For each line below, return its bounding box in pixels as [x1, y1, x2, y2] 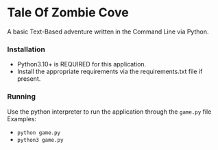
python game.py [16, 129, 61, 136]
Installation [7, 45, 46, 54]
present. [16, 75, 41, 83]
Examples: [7, 114, 36, 123]
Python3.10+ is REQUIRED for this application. [16, 60, 147, 68]
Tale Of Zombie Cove [7, 5, 129, 21]
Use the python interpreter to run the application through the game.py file [7, 108, 212, 116]
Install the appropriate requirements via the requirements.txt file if [16, 67, 203, 76]
